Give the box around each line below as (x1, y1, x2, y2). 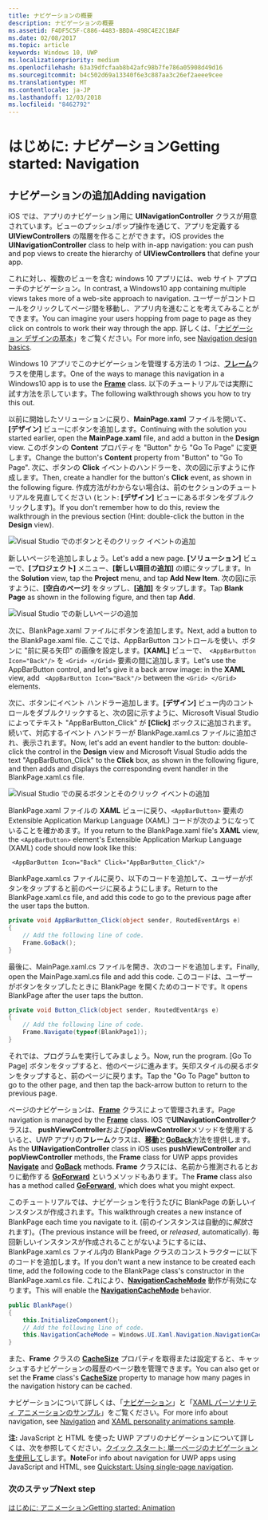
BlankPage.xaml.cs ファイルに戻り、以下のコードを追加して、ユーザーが (8, 874, 246, 883)
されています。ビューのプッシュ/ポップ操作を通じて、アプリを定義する (8, 221, 241, 231)
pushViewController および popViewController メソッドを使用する (37, 1124, 254, 1134)
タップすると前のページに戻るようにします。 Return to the (29, 883, 218, 894)
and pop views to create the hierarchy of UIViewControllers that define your (8, 249, 261, 259)
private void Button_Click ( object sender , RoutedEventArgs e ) (8, 1006, 219, 1014)
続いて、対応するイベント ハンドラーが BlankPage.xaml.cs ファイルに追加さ (8, 728, 258, 738)
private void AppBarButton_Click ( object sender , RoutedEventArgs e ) (8, 917, 241, 925)
